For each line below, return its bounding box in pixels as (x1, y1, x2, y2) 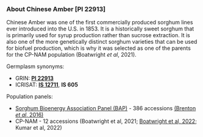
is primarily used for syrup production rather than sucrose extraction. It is (6, 32, 190, 39)
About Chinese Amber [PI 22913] (6, 5, 106, 13)
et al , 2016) (15, 111, 44, 119)
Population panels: (6, 93, 53, 100)
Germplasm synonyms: (6, 63, 65, 70)
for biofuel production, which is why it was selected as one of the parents (6, 44, 191, 52)
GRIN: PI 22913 (15, 75, 54, 82)
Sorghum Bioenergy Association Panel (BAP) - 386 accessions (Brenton (15, 105, 196, 112)
